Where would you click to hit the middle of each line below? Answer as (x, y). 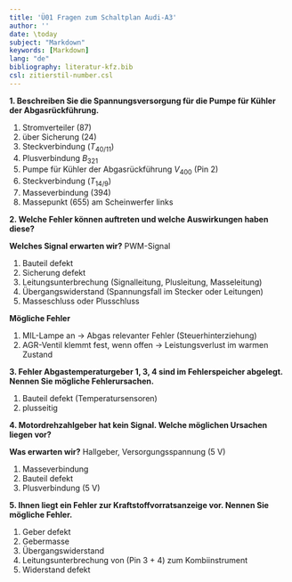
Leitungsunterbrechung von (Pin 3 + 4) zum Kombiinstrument (134, 560)
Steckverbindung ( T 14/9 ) (67, 182)
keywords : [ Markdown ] (49, 51)
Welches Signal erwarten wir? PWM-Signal (90, 246)
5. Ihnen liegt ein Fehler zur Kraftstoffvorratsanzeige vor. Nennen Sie (139, 505)
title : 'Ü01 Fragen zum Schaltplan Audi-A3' (93, 17)
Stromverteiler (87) (57, 127)
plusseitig (40, 408)
